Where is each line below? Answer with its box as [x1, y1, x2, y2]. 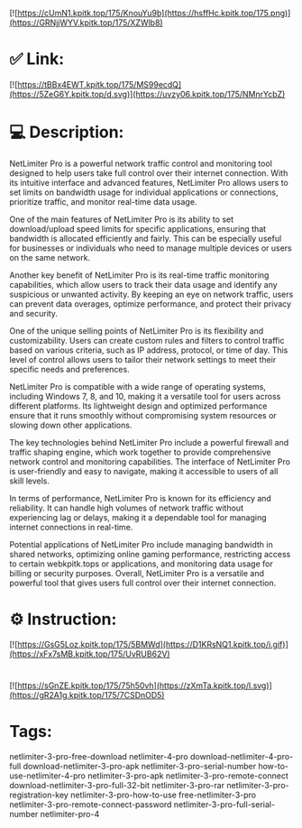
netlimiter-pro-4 [40, 808, 100, 819]
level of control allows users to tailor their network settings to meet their [9, 354, 277, 364]
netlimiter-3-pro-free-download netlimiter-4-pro [9, 750, 189, 761]
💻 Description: [9, 122, 124, 143]
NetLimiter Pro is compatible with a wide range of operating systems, [9, 381, 266, 391]
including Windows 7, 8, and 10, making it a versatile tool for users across [9, 391, 281, 401]
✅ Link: [9, 49, 65, 69]
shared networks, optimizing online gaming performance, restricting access [9, 548, 291, 559]
